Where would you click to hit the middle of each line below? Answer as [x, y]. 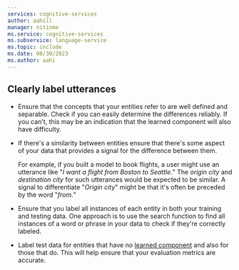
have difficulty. [40, 129]
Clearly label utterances [62, 89]
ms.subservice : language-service [57, 41]
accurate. [32, 260]
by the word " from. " [47, 194]
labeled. [29, 231]
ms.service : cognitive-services [55, 34]
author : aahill [30, 21]
